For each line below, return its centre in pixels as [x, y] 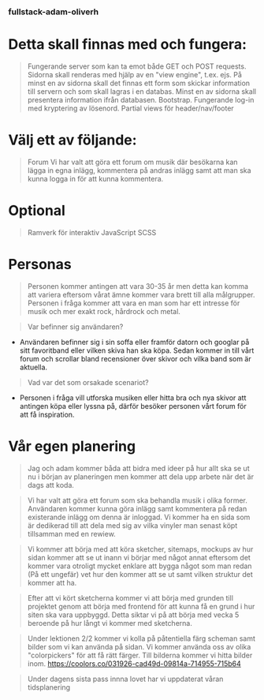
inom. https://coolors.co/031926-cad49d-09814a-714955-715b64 [134, 663]
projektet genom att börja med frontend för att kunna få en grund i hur [141, 606]
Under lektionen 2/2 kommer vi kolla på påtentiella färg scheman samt [141, 638]
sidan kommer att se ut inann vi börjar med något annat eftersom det [139, 557]
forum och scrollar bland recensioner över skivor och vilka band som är [136, 358]
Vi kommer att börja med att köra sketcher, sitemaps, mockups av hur [140, 549]
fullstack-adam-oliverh [54, 12]
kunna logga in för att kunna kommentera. [95, 178]
